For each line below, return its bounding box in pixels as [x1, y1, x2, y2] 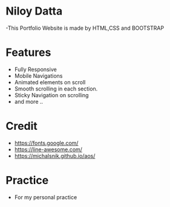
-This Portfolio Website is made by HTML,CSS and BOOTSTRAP [5, 24, 165, 32]
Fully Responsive [14, 66, 57, 73]
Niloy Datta [5, 4, 63, 18]
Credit [5, 120, 38, 133]
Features [5, 46, 51, 59]
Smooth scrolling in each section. [14, 85, 98, 92]
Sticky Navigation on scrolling [14, 91, 89, 98]
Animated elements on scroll [14, 78, 86, 86]
